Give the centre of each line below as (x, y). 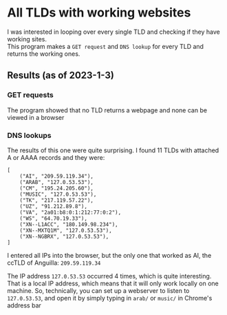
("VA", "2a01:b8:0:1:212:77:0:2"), (71, 212)
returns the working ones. (44, 54)
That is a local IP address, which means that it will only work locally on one (113, 283)
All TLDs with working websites (99, 13)
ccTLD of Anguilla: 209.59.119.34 (54, 263)
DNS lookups (29, 135)
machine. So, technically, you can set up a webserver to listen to (98, 290)
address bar (24, 305)
